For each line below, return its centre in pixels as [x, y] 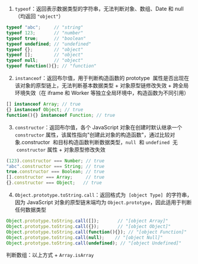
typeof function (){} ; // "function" [51, 66]
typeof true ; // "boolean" [46, 38]
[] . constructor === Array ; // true [55, 177]
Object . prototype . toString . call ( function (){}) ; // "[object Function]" [96, 232]
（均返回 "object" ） [39, 16]
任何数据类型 [30, 210]
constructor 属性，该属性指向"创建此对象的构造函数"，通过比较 [92, 135]
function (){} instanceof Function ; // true [61, 115]
